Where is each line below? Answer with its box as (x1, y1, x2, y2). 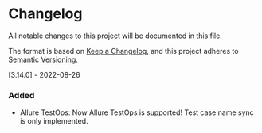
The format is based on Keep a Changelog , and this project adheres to (8, 46, 239, 55)
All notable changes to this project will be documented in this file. (8, 31, 223, 40)
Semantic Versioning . (8, 55, 78, 64)
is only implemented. (19, 116, 89, 126)
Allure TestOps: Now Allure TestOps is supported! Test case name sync (19, 108, 255, 117)
